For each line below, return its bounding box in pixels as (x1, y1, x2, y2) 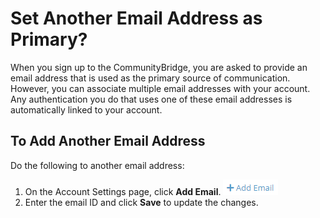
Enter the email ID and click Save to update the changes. (24, 196, 259, 208)
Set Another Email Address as (10, 7, 263, 30)
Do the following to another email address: (10, 159, 185, 171)
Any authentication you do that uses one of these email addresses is (10, 93, 293, 105)
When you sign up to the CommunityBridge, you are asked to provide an (10, 61, 308, 73)
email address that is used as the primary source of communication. (10, 72, 291, 84)
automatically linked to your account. (10, 103, 163, 116)
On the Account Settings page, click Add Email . (24, 185, 222, 197)
